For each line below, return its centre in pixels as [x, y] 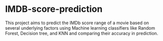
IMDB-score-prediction [54, 9]
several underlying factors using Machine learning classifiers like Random [80, 28]
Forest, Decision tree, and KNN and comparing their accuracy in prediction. [82, 33]
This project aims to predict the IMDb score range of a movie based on [77, 23]
